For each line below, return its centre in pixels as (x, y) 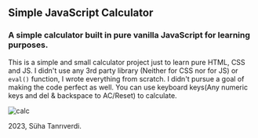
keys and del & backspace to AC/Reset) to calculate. (93, 95)
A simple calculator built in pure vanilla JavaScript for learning (129, 35)
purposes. (28, 45)
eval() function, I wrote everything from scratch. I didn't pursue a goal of (126, 78)
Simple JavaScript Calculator (81, 13)
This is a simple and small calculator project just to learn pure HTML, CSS (127, 62)
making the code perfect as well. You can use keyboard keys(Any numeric (128, 87)
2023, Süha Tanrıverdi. (45, 125)
